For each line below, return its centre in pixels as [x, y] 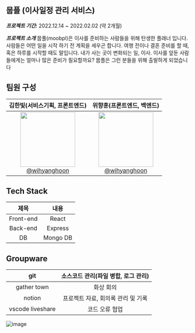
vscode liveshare [32, 309]
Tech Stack [27, 191]
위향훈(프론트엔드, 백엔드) [126, 105]
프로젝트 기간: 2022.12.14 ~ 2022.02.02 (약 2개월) [64, 26]
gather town [32, 287]
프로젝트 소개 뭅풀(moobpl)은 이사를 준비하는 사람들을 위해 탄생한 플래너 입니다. [97, 38]
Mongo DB [58, 238]
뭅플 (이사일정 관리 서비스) [51, 11]
